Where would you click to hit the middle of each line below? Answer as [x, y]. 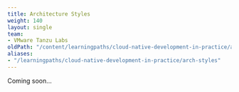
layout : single [30, 27]
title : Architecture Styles [49, 14]
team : [15, 34]
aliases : [20, 54]
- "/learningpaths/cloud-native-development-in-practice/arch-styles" [114, 61]
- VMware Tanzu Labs [38, 41]
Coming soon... [30, 81]
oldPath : [20, 47]
